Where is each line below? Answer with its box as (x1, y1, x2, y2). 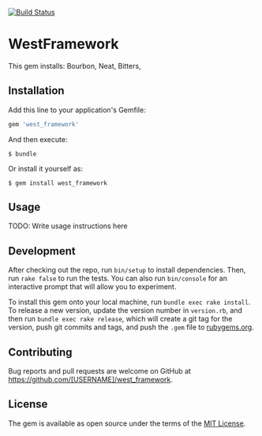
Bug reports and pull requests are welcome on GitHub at (8, 366, 192, 376)
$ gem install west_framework (8, 179, 108, 187)
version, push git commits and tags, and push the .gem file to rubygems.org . (8, 322, 255, 332)
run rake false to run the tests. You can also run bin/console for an (8, 273, 227, 284)
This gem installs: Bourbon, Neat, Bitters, (8, 61, 141, 70)
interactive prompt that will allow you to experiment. (8, 282, 177, 291)
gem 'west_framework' (8, 120, 80, 128)
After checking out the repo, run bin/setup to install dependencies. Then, (8, 265, 246, 275)
